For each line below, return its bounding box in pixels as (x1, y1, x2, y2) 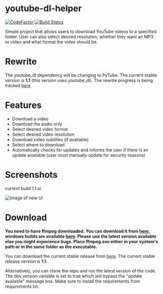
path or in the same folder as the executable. (5, 244, 97, 250)
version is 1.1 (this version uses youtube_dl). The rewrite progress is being (5, 77, 153, 83)
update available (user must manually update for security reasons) (12, 152, 145, 158)
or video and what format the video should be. (5, 39, 98, 44)
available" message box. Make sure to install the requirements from (5, 278, 140, 284)
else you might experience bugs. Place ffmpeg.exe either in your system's (5, 238, 159, 244)
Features (5, 100, 42, 111)
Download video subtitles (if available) (12, 136, 89, 142)
